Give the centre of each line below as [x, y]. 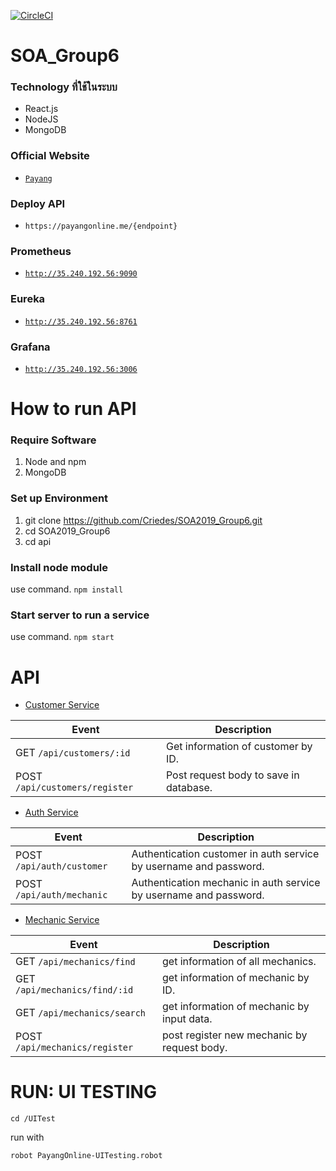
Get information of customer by [239, 747]
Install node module [59, 567]
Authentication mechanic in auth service [226, 883]
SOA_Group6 [65, 56]
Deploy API [38, 203]
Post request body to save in [232, 775]
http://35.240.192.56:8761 [81, 321]
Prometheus [41, 251]
